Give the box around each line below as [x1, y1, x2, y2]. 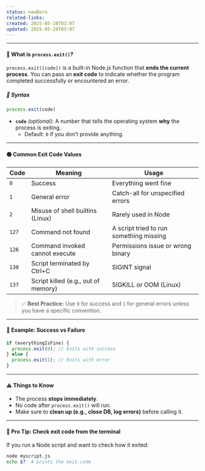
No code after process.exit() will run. [15, 401, 111, 409]
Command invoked [31, 241, 85, 250]
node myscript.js [6, 453, 51, 459]
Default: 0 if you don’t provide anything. [24, 131, 124, 138]
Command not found [31, 227, 90, 236]
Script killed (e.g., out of [31, 276, 100, 285]
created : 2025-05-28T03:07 [6, 20, 75, 26]
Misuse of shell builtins [31, 206, 97, 214]
